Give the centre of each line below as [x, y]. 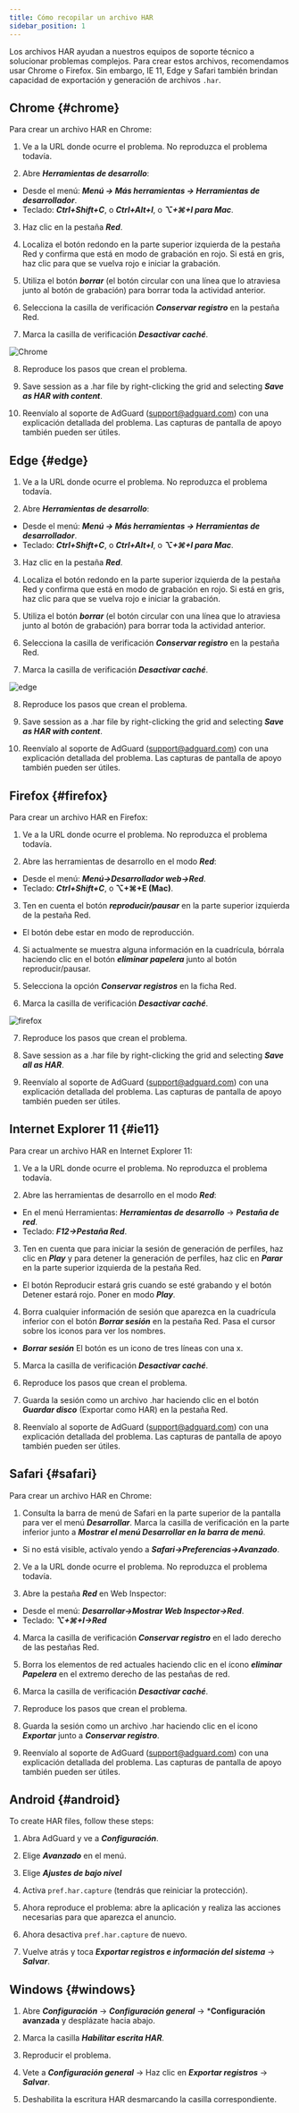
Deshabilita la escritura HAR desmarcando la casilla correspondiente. [149, 2100]
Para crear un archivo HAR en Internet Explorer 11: [101, 1151]
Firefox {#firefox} [59, 795]
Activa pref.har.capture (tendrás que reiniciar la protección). [135, 1890]
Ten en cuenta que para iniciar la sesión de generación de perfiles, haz [153, 1248]
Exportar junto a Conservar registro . [91, 1735]
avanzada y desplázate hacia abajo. [89, 2021]
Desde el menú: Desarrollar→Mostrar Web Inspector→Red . [133, 1610]
